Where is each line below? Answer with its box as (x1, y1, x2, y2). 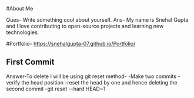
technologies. (6, 29, 39, 36)
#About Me (6, 5, 34, 12)
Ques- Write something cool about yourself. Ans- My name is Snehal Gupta (6, 16, 189, 23)
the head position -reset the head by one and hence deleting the (21, 79, 178, 86)
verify (6, 79, 21, 86)
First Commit (6, 57, 55, 67)
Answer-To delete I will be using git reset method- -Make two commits (6, 73, 176, 80)
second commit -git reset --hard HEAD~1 (6, 85, 106, 92)
